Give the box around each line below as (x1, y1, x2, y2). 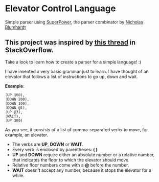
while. (12, 172, 24, 178)
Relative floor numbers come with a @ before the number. (12, 162, 129, 168)
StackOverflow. (5, 46, 54, 54)
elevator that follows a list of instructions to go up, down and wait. (5, 74, 138, 80)
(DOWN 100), (5, 101, 29, 106)
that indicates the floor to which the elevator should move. (12, 157, 130, 162)
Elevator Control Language (5, 3, 116, 14)
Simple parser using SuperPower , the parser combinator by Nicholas (5, 19, 143, 25)
